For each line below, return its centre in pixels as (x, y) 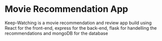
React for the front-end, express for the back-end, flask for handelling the (81, 28)
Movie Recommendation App (66, 9)
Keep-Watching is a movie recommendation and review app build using (78, 23)
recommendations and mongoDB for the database (56, 33)
